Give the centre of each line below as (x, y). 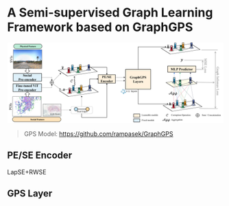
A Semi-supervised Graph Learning (110, 13)
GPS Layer (30, 194)
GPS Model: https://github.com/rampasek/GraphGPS (98, 134)
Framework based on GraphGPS (100, 27)
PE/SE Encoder (40, 156)
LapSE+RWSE (27, 172)
